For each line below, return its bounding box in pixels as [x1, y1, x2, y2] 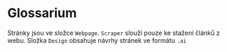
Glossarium [7, 5, 77, 21]
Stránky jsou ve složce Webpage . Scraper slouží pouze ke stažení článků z [7, 28, 221, 37]
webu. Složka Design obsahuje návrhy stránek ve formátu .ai [7, 36, 187, 44]
